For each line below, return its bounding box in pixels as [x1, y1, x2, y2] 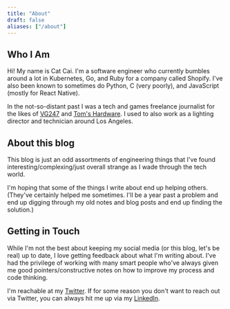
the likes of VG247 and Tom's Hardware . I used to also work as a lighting [7, 110, 214, 118]
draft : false [7, 17, 45, 24]
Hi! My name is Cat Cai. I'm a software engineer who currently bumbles [7, 67, 211, 75]
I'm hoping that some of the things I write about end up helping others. [7, 184, 209, 191]
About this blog [7, 137, 75, 149]
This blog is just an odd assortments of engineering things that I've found [7, 156, 216, 163]
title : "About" [7, 10, 51, 17]
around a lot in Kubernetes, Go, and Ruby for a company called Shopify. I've [7, 74, 223, 83]
